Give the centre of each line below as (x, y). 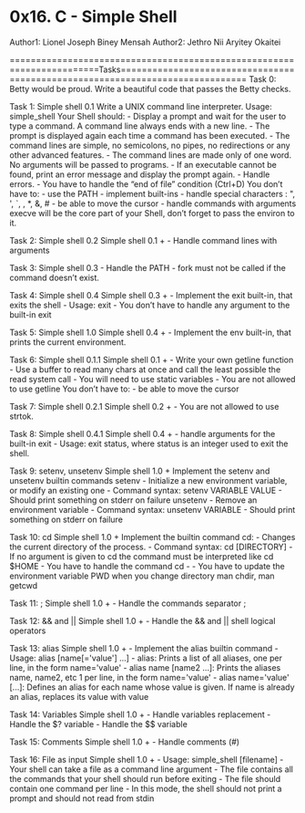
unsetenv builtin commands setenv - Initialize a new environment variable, (148, 480)
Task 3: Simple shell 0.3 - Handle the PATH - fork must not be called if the (148, 267)
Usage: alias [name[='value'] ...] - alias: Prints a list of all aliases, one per (146, 658)
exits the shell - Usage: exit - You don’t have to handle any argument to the (150, 305)
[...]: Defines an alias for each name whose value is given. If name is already (152, 687)
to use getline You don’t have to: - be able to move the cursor (124, 389)
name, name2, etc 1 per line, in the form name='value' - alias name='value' (149, 677)
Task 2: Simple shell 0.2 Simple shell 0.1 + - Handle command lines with (143, 240)
